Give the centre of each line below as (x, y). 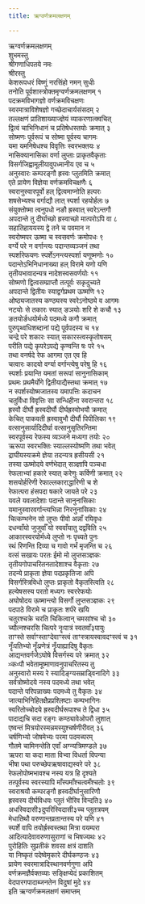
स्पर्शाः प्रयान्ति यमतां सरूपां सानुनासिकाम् (58, 373)
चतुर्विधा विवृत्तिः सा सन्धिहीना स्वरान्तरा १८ (61, 400)
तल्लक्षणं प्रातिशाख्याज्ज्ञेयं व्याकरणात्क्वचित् (60, 119)
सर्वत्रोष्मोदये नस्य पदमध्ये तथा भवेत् (52, 682)
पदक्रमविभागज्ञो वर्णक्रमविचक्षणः (46, 100)
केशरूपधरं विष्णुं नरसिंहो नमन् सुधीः (52, 82)
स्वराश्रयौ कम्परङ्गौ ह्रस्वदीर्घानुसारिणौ (54, 791)
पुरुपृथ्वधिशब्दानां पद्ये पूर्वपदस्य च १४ (54, 327)
